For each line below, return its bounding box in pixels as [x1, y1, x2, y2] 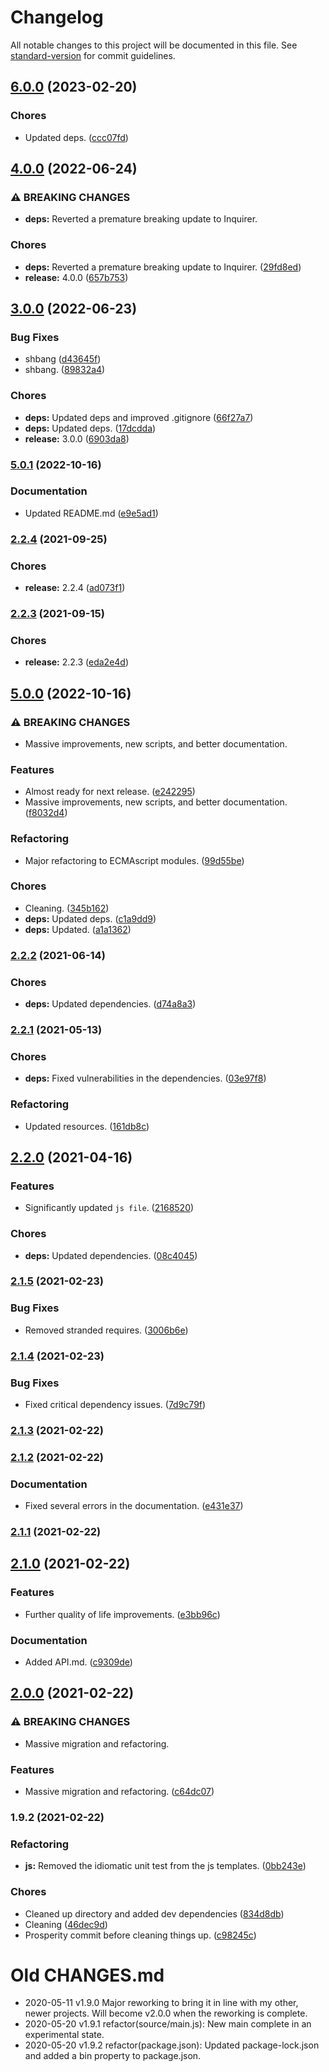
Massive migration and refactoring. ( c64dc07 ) [24, 1786, 215, 1798]
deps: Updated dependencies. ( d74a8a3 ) [24, 998, 197, 1010]
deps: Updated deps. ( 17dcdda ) [24, 422, 157, 434]
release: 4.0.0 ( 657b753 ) [24, 271, 129, 283]
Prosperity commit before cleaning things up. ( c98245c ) [24, 1929, 257, 1941]
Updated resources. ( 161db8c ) [24, 1120, 150, 1132]
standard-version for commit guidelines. [10, 49, 176, 61]
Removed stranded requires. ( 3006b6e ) [24, 1324, 189, 1336]
